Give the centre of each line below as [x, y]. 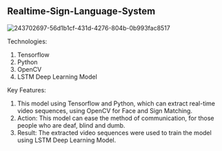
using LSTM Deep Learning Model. [67, 140]
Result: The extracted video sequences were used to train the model [114, 132]
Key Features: [27, 90]
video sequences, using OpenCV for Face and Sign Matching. [105, 110]
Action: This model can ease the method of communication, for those [115, 118]
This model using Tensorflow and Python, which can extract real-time [116, 103]
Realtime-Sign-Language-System [81, 11]
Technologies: [27, 41]
